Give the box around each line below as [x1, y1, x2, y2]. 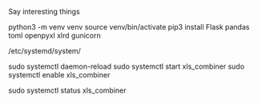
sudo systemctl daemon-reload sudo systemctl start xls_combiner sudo [8, 61, 245, 71]
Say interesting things [8, 7, 80, 16]
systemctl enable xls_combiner [8, 70, 111, 79]
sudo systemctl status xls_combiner [8, 85, 127, 95]
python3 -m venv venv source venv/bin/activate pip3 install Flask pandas [8, 22, 250, 31]
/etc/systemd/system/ [8, 46, 82, 55]
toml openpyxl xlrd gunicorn [8, 31, 102, 40]
